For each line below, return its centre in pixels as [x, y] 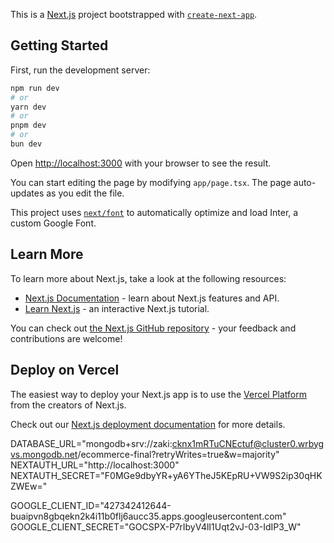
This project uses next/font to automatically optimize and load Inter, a [154, 212]
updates [27, 193]
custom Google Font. [53, 223]
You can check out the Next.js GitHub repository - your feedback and [153, 328]
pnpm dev [28, 125]
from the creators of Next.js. [68, 405]
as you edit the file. [85, 193]
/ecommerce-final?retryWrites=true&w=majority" [178, 454]
